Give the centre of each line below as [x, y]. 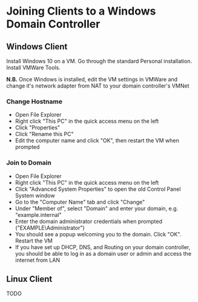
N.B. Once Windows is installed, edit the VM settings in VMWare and [92, 79]
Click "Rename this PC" [44, 134]
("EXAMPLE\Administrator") [50, 228]
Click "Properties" [38, 128]
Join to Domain [29, 163]
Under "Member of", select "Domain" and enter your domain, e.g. [97, 208]
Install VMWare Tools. [33, 67]
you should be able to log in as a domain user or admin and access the [103, 253]
